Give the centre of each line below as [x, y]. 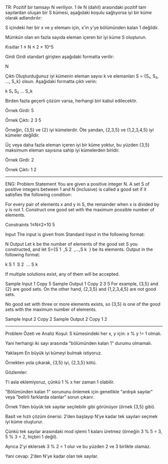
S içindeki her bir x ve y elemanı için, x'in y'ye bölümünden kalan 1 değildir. [82, 28]
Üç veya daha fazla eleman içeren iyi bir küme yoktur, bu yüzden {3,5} [77, 145]
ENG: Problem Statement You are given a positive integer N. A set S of [77, 184]
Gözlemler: [16, 372]
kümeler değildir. [22, 135]
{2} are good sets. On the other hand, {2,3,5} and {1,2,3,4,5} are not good [81, 289]
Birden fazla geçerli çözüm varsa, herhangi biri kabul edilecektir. [71, 101]
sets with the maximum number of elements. [51, 309]
